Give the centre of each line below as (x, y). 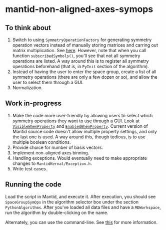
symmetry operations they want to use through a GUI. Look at (76, 121)
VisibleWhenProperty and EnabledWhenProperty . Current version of (80, 126)
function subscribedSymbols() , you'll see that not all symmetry (76, 56)
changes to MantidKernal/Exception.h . (52, 163)
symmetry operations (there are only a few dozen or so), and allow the (85, 77)
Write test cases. (30, 168)
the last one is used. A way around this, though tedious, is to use (79, 137)
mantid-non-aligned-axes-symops (79, 9)
